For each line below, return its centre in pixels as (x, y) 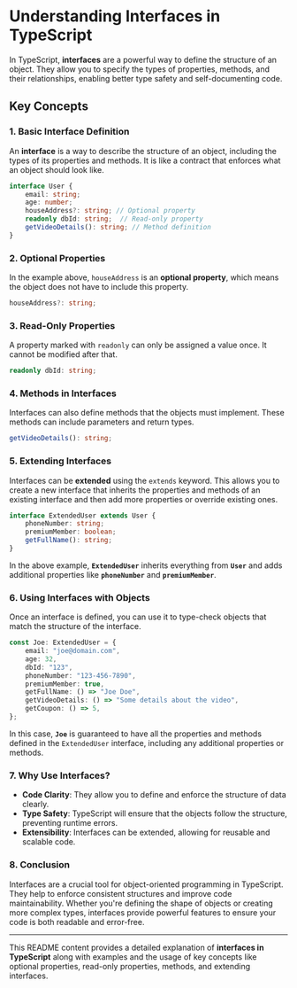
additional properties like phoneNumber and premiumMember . (113, 574)
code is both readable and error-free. (77, 922)
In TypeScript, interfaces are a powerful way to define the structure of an (143, 59)
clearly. (35, 805)
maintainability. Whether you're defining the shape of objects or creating (141, 903)
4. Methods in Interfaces (63, 393)
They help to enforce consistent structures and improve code (121, 893)
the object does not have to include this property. (99, 287)
